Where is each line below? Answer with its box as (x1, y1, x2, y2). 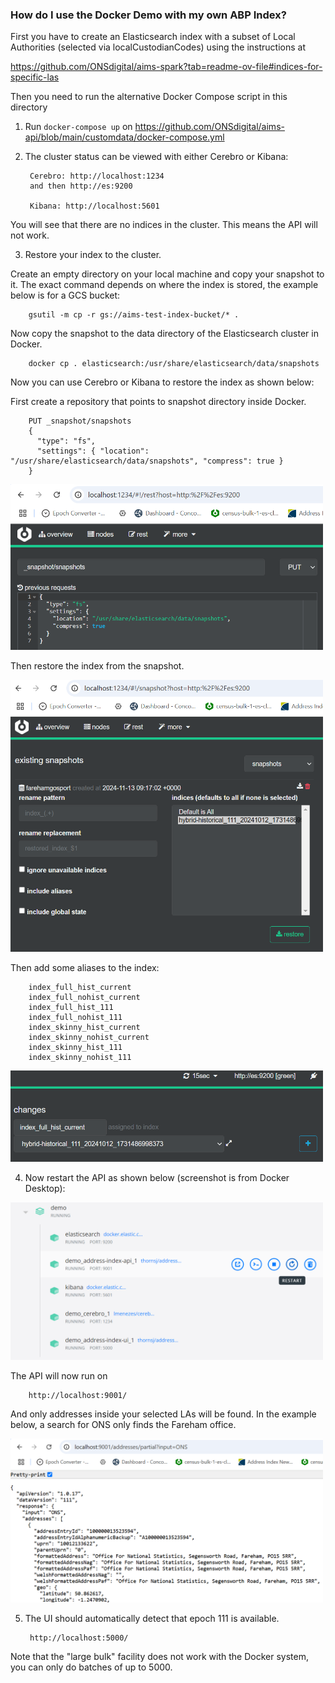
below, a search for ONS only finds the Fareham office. (10, 1418, 237, 1430)
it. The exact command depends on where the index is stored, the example (10, 279, 319, 291)
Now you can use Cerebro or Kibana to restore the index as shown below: (10, 376, 315, 388)
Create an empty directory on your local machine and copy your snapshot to (10, 268, 325, 280)
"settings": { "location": (36, 446, 150, 457)
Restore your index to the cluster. (24, 249, 162, 261)
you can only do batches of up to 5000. (10, 1661, 173, 1673)
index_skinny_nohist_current (28, 1032, 150, 1042)
